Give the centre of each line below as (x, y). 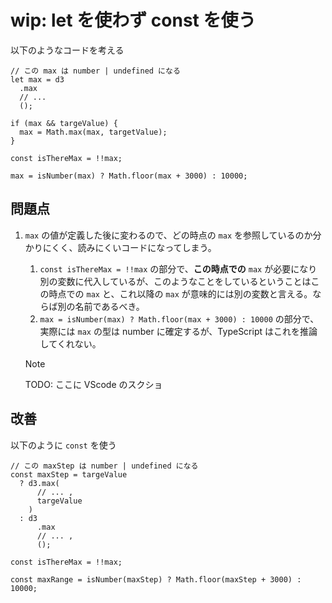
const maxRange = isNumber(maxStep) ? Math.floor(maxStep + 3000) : (156, 579)
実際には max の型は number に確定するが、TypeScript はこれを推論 (178, 331)
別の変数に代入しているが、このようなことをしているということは (175, 281)
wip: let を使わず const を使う (133, 20)
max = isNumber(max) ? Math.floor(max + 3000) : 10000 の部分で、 (179, 318)
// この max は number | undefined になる (95, 71)
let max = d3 (37, 79)
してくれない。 (70, 343)
